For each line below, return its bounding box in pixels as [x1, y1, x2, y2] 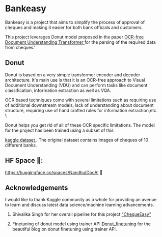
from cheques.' [5, 44, 36, 50]
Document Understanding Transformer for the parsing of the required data [5, 39, 156, 45]
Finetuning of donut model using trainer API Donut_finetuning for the [12, 221, 151, 227]
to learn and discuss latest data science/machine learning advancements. [5, 202, 154, 208]
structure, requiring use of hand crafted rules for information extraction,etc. [5, 107, 158, 113]
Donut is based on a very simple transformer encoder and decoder [5, 72, 140, 78]
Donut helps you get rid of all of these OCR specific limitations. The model [5, 122, 155, 128]
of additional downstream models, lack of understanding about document [5, 102, 154, 108]
